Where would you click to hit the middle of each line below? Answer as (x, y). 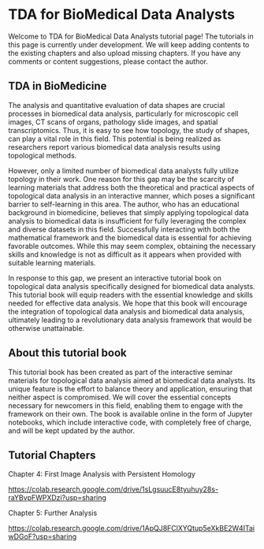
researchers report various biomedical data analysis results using (114, 147)
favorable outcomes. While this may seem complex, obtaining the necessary (132, 246)
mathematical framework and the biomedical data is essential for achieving (130, 237)
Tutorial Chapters (52, 455)
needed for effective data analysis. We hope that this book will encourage (128, 303)
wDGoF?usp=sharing (43, 536)
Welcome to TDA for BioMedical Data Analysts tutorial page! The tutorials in (131, 36)
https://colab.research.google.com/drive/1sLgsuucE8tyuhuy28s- (113, 489)
